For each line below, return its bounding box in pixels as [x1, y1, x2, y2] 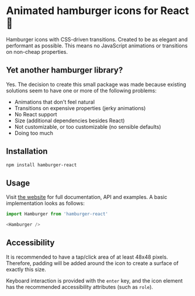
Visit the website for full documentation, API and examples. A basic [6, 194, 168, 201]
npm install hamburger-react [6, 162, 77, 168]
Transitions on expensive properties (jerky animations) [14, 104, 146, 112]
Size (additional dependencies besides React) [14, 117, 125, 124]
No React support [14, 111, 57, 118]
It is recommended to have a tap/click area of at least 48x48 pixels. [6, 253, 168, 260]
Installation [6, 146, 48, 156]
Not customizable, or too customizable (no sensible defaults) [14, 123, 162, 130]
